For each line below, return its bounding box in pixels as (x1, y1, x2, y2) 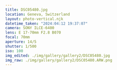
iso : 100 (5, 48, 23, 53)
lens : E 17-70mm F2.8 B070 (5, 30, 61, 35)
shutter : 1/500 (5, 44, 37, 49)
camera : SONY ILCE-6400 (5, 26, 55, 31)
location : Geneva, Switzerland (5, 12, 70, 17)
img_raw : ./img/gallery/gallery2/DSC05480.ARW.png (5, 58, 113, 63)
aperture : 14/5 (5, 39, 37, 44)
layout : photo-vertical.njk (5, 16, 64, 21)
